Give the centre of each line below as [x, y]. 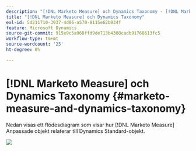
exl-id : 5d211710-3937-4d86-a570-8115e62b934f [64, 22]
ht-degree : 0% [23, 50]
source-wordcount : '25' [35, 44]
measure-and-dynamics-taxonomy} [96, 108]
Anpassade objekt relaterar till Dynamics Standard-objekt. [76, 131]
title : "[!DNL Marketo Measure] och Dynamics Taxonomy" [75, 17]
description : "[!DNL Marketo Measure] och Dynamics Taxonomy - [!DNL [92, 11]
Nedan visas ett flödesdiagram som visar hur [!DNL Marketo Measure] [90, 125]
